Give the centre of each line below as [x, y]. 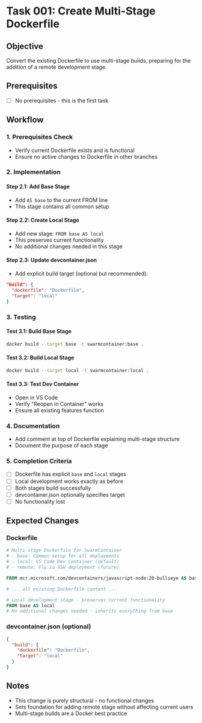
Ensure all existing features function [59, 410]
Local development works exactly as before [69, 481]
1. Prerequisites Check [40, 137]
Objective [25, 46]
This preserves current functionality [59, 240]
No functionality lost [40, 501]
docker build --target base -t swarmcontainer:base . [75, 344]
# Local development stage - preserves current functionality [86, 600]
